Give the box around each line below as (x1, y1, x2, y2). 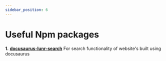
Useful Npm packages (5, 28, 99, 40)
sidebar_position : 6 (5, 7, 48, 12)
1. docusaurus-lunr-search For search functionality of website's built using (5, 45, 161, 51)
